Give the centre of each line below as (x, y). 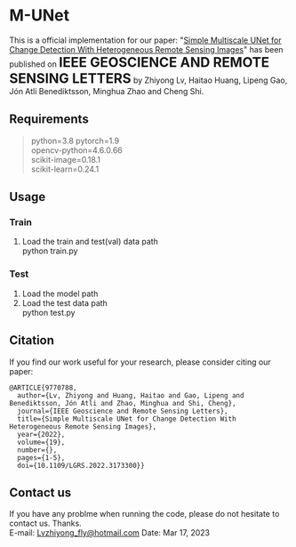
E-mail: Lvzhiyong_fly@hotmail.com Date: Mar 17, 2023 (110, 533)
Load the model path (60, 294)
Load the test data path (65, 302)
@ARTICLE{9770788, (43, 388)
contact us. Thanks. (45, 523)
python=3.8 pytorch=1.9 (75, 141)
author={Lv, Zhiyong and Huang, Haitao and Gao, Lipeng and (131, 395)
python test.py (48, 312)
